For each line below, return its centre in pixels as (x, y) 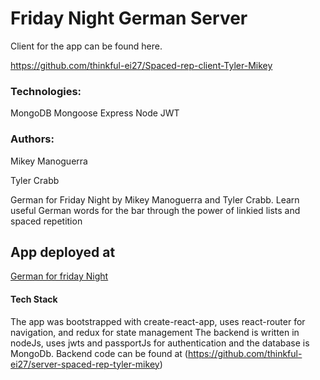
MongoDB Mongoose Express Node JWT (95, 113)
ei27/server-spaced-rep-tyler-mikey (85, 364)
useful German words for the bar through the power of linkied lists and (155, 210)
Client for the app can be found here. (86, 46)
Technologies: (46, 91)
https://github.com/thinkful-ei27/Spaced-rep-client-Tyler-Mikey (141, 65)
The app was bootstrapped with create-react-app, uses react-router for (158, 321)
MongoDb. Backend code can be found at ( (99, 353)
